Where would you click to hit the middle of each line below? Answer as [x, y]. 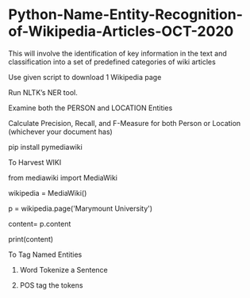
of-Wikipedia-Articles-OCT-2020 [121, 31]
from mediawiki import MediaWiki [63, 178]
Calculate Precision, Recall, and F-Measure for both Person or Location [125, 123]
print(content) [31, 239]
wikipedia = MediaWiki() [48, 193]
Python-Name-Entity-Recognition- [126, 15]
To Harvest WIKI [35, 162]
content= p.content [40, 223]
